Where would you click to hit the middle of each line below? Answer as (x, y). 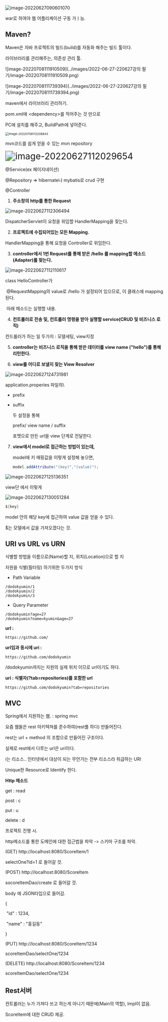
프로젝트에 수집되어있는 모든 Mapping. (51, 232)
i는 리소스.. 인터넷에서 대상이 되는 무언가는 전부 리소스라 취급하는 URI (73, 759)
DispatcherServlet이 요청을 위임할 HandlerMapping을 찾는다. (67, 221)
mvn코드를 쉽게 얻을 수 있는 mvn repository (49, 143)
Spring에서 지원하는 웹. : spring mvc (42, 716)
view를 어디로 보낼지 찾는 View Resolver (53, 364)
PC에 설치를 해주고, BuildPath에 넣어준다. (46, 125)
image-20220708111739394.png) (45, 92)
